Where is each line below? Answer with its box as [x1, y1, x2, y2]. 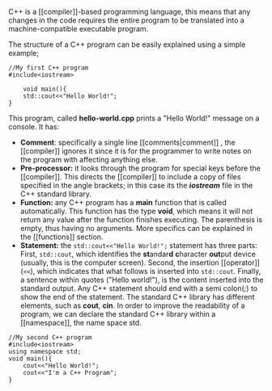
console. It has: [8, 122, 60, 132]
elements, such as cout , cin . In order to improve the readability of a [19, 301, 245, 310]
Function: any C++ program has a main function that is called [19, 198, 227, 207]
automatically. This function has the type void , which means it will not [19, 206, 253, 216]
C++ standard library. [19, 189, 91, 199]
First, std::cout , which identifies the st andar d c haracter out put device [19, 250, 257, 259]
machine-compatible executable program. [8, 24, 149, 33]
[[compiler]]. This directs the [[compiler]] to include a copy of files [19, 172, 241, 181]
